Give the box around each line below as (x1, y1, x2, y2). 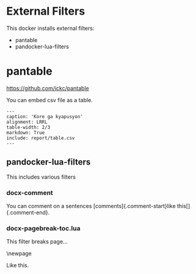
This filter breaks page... (6, 238, 68, 245)
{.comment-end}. (6, 209, 50, 216)
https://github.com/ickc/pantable (6, 84, 90, 92)
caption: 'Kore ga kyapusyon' (6, 113, 84, 120)
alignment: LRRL (6, 119, 48, 125)
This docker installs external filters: (6, 24, 95, 32)
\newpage (6, 250, 32, 257)
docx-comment (6, 188, 53, 197)
